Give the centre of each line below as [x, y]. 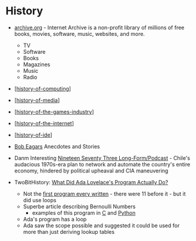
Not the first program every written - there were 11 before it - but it [104, 194]
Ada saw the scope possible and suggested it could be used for [101, 225]
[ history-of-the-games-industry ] [54, 112]
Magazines [37, 64]
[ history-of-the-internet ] [44, 123]
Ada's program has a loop [55, 219]
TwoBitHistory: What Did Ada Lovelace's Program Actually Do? [91, 182]
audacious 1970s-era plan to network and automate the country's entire [102, 164]
